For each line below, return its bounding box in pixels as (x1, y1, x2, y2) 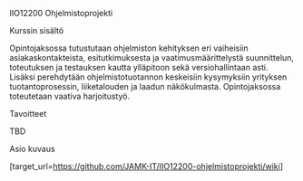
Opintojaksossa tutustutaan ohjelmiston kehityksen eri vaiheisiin (9, 43, 249, 53)
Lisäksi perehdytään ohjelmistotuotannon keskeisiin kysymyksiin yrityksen (9, 71, 288, 82)
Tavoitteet (9, 109, 47, 119)
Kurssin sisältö (9, 25, 64, 35)
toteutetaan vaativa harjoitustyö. (9, 90, 130, 101)
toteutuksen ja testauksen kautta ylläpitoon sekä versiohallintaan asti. (9, 62, 269, 72)
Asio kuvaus (9, 144, 56, 154)
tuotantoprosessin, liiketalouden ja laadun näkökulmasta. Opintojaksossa (9, 81, 281, 91)
